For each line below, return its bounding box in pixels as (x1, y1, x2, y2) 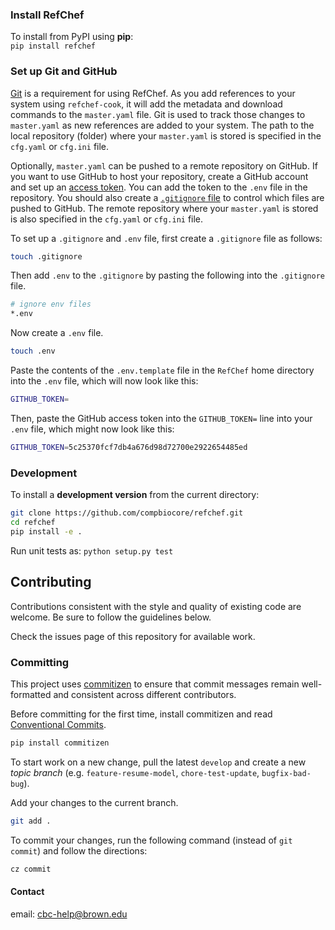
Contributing (10, 574, 92, 591)
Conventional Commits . (10, 718, 107, 730)
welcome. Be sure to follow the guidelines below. (10, 611, 212, 623)
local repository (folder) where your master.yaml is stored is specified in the (10, 129, 322, 142)
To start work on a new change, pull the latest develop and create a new (10, 756, 307, 768)
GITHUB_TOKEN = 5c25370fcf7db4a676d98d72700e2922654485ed (10, 442, 248, 452)
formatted (10, 688, 52, 700)
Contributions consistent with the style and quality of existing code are (10, 600, 302, 612)
